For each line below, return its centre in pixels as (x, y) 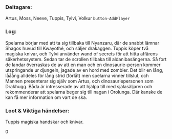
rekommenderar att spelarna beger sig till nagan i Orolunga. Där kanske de (84, 92)
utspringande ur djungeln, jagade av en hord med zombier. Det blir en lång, (84, 70)
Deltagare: (19, 7)
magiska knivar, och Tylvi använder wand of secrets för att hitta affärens (81, 54)
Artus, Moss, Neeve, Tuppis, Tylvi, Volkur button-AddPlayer (68, 18)
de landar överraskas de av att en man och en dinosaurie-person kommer (83, 65)
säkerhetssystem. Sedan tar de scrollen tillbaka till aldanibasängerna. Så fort (86, 59)
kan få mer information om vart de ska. (46, 97)
